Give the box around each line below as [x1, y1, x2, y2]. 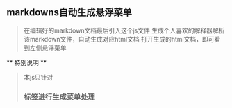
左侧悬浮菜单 [29, 44, 67, 52]
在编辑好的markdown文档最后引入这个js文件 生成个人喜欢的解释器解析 [23, 26, 225, 35]
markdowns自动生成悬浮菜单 [6, 6, 133, 19]
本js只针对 [23, 73, 53, 81]
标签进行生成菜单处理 [23, 92, 95, 102]
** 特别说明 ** [6, 58, 47, 66]
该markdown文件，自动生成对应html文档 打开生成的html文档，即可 [23, 35, 215, 43]
